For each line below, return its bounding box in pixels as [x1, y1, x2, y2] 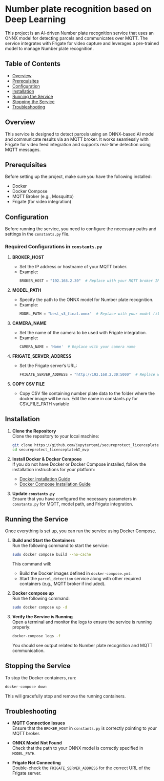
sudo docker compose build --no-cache [12, 552, 91, 557]
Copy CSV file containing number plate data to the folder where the [19, 390, 155, 396]
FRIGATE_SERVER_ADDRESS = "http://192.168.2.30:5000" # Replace [19, 372, 155, 377]
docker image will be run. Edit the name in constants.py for [19, 395, 138, 401]
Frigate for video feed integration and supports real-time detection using [5, 141, 151, 147]
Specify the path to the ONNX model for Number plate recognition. [19, 297, 154, 303]
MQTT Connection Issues [12, 720, 65, 726]
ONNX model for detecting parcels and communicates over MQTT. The [5, 35, 148, 41]
